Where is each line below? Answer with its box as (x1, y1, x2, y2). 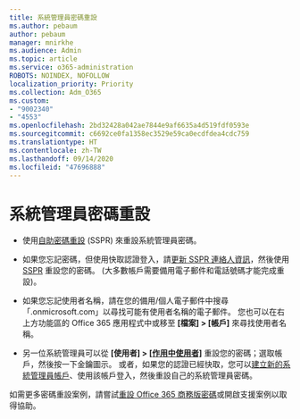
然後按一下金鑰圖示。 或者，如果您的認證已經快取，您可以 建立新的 (37, 359, 283, 370)
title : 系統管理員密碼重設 (9, 13, 98, 22)
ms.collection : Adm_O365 (9, 88, 102, 96)
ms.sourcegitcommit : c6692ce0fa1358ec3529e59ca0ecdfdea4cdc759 (9, 130, 250, 138)
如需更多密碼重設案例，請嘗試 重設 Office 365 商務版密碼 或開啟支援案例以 (9, 390, 279, 400)
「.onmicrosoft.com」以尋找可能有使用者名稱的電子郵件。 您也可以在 (21, 306, 278, 317)
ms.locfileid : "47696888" (9, 163, 105, 172)
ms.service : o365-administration (9, 63, 134, 72)
